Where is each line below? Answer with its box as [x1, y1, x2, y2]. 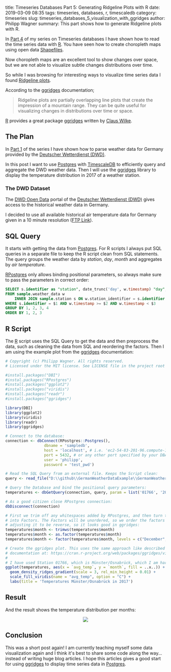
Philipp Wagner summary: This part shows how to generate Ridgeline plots [5, 20, 162, 26]
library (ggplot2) [5, 410, 42, 415]
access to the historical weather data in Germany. [5, 202, 109, 208]
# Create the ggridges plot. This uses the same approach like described [5, 546, 165, 551]
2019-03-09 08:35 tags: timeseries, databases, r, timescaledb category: [5, 10, 157, 16]
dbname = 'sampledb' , [44, 443, 90, 448]
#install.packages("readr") [5, 392, 65, 397]
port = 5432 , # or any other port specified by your [44, 452, 158, 458]
